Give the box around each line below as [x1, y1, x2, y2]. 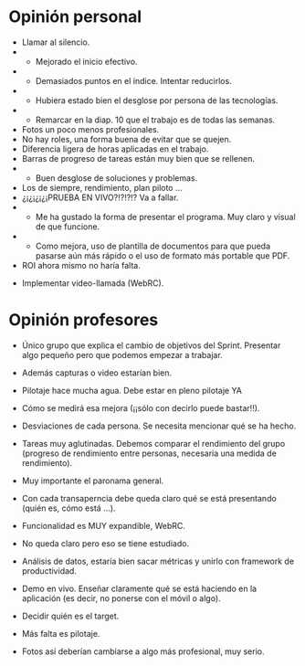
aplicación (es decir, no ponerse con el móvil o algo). [21, 592, 221, 604]
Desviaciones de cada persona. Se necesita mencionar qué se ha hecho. [21, 420, 297, 431]
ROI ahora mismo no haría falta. [21, 259, 141, 270]
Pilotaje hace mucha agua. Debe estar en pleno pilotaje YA [21, 385, 243, 396]
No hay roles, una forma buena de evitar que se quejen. [21, 133, 232, 144]
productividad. [21, 565, 77, 576]
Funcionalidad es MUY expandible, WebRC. [21, 520, 186, 531]
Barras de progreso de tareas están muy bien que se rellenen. [21, 153, 255, 164]
